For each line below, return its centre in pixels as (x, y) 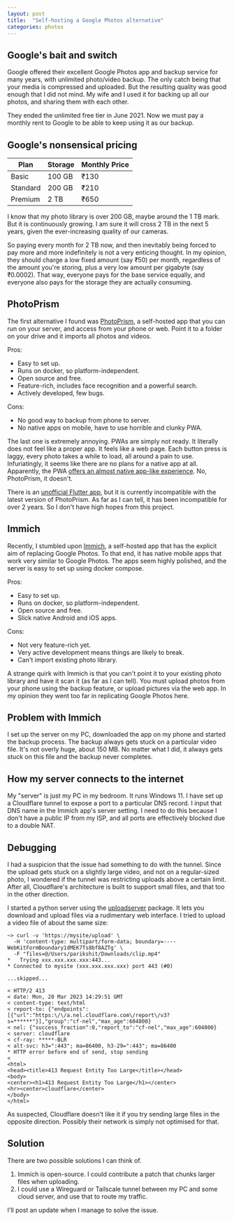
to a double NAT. (31, 826)
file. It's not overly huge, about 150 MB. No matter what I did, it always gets (115, 749)
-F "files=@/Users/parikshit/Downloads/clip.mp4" (87, 954)
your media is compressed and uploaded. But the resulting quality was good (117, 87)
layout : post (26, 14)
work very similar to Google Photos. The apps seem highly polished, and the (117, 561)
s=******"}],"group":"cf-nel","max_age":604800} (79, 1022)
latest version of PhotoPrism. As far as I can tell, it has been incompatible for (117, 499)
